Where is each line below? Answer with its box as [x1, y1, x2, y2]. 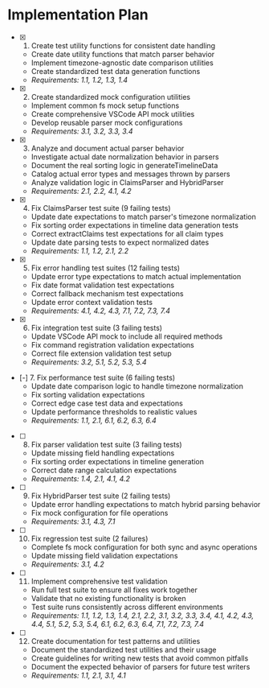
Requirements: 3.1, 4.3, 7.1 [31, 517, 116, 526]
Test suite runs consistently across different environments [31, 602, 224, 612]
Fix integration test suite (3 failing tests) [31, 323, 162, 332]
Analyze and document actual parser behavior [31, 143, 185, 153]
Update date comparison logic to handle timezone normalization [31, 381, 244, 391]
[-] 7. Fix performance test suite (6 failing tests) [18, 373, 176, 382]
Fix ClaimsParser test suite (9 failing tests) [31, 203, 171, 212]
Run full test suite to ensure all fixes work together [31, 585, 198, 595]
